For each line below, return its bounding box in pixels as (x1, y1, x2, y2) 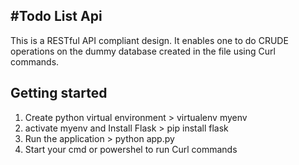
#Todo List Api (10, 8, 103, 25)
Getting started (10, 85, 108, 102)
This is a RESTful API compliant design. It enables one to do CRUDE (10, 34, 289, 46)
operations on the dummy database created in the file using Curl (10, 45, 276, 57)
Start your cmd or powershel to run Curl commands (24, 143, 238, 155)
